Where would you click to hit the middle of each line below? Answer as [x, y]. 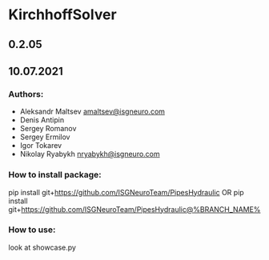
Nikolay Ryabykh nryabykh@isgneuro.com [90, 154]
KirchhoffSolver [63, 15]
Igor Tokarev [41, 146]
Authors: [26, 94]
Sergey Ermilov [45, 137]
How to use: [32, 230]
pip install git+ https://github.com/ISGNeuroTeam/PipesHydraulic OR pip [126, 192]
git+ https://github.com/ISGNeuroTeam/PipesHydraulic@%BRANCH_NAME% [134, 209]
